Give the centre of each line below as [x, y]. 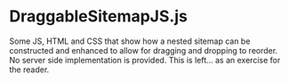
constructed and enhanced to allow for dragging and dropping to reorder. [144, 50]
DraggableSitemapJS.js [99, 16]
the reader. [29, 70]
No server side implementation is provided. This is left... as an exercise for [145, 60]
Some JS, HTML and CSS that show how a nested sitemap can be [130, 41]
